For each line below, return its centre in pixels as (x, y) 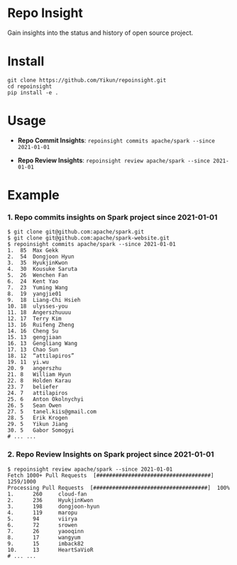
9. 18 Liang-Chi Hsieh (44, 300)
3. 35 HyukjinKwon (38, 263)
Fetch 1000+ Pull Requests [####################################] (111, 475)
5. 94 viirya (43, 519)
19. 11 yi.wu (28, 362)
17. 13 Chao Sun (33, 350)
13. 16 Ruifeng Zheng (41, 325)
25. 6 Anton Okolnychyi (45, 399)
